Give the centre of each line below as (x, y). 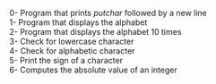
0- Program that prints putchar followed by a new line (108, 13)
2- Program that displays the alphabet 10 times (95, 32)
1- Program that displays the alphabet (78, 22)
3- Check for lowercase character (72, 41)
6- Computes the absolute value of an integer (93, 70)
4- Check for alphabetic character (72, 51)
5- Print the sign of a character (66, 60)
